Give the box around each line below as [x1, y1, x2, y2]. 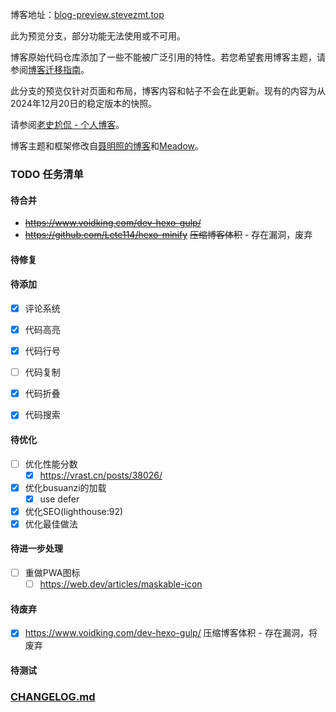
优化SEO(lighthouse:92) [24, 505, 124, 517]
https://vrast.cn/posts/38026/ [39, 469, 163, 481]
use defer [39, 493, 80, 505]
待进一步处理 [10, 543, 63, 555]
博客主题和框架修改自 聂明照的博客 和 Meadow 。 [10, 140, 204, 152]
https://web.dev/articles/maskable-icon [39, 578, 203, 590]
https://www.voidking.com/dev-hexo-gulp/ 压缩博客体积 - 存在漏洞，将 [24, 627, 318, 639]
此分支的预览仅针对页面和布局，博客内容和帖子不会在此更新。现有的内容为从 [10, 85, 326, 97]
